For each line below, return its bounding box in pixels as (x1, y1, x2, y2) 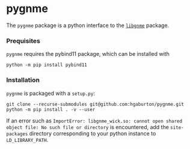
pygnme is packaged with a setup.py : (6, 90, 95, 97)
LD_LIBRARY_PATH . (6, 136, 49, 143)
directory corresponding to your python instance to (29, 130, 156, 137)
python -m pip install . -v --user (6, 106, 96, 112)
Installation (6, 76, 40, 84)
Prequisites (6, 37, 40, 45)
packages (6, 131, 28, 137)
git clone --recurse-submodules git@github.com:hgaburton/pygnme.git (6, 101, 185, 107)
